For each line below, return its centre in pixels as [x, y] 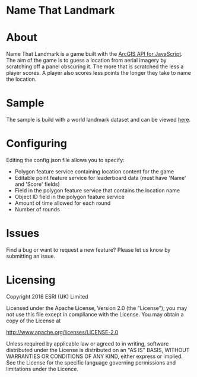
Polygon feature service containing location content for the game [94, 172]
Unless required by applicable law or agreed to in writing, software [88, 343]
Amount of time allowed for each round [63, 203]
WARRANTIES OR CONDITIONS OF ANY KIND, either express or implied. [94, 356]
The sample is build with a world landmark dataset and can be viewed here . [99, 120]
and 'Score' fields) [37, 184]
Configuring [36, 144]
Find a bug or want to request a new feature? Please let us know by [88, 249]
